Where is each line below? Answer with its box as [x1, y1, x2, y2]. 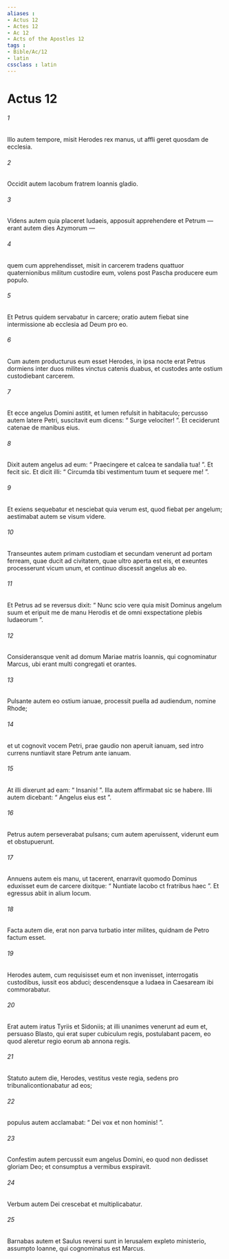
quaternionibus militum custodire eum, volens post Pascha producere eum [7, 268, 218, 277]
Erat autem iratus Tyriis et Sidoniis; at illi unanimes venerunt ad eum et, [7, 1022, 208, 1031]
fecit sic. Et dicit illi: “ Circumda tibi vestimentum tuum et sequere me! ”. [7, 468, 210, 476]
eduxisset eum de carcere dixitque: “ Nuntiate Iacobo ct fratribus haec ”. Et [7, 882, 219, 890]
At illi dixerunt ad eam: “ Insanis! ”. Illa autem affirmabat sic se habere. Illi [7, 786, 212, 794]
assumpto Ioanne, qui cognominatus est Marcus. [7, 1244, 146, 1252]
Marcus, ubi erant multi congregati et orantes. [7, 660, 137, 668]
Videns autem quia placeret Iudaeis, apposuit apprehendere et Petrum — [7, 217, 214, 225]
